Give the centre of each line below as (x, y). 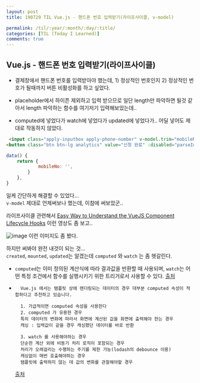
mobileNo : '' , (55, 167)
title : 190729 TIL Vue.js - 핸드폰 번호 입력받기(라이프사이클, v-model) (90, 17)
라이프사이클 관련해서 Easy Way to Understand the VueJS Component (90, 215)
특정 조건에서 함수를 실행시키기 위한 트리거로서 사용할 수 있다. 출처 (98, 276)
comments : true (25, 39)
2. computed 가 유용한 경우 (51, 313)
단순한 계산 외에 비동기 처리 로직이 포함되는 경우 (73, 343)
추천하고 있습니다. (53, 295)
